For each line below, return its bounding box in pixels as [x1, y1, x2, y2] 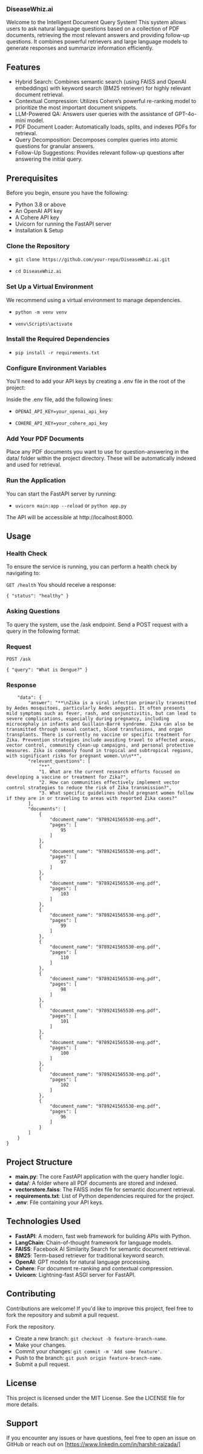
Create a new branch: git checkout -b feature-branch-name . [15, 1335, 167, 1342]
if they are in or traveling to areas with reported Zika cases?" [6, 795, 178, 802]
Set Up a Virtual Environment [6, 283, 93, 291]
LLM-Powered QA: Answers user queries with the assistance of [15, 110, 174, 118]
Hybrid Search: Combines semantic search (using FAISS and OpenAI [15, 78, 187, 86]
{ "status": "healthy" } [6, 593, 69, 599]
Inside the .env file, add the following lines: [6, 396, 113, 403]
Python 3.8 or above [15, 201, 66, 208]
